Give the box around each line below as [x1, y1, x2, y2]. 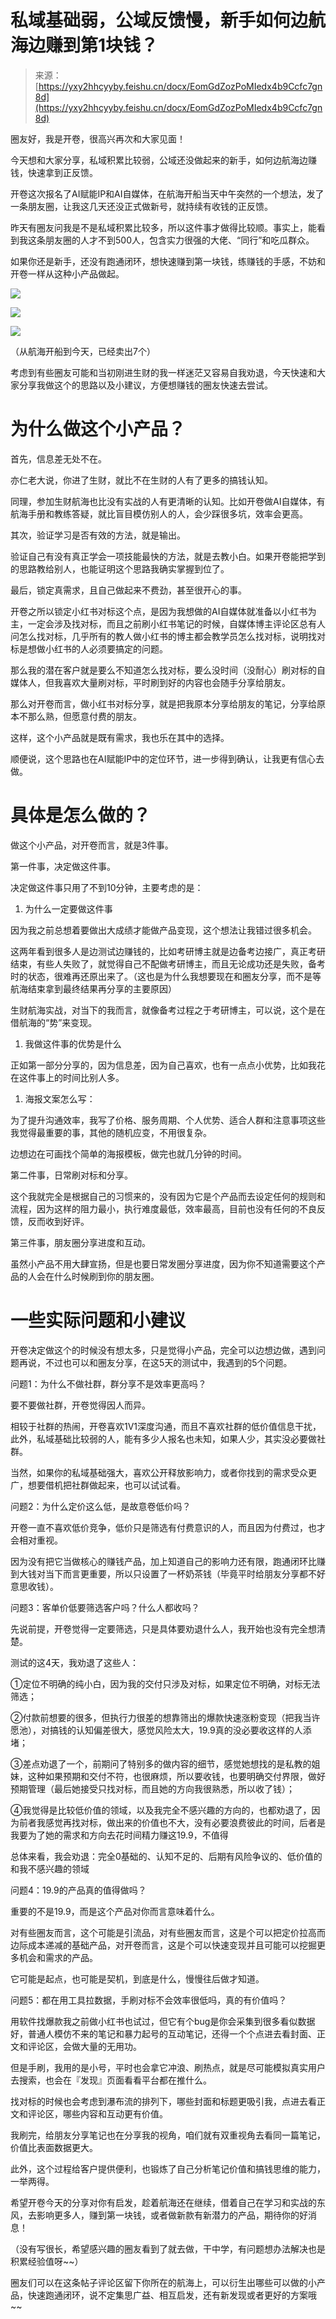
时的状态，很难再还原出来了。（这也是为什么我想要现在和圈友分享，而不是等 [10, 970, 322, 982]
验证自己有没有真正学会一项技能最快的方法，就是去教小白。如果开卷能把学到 [10, 550, 326, 562]
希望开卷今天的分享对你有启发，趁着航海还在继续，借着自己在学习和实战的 [10, 2196, 317, 2208]
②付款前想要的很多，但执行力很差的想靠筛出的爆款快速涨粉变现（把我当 [10, 1711, 312, 1723]
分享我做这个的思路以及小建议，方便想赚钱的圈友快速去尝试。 [18, 379, 273, 391]
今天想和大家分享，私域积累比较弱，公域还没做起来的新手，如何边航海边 [10, 154, 308, 166]
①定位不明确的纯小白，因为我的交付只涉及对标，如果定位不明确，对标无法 [10, 1677, 321, 1690]
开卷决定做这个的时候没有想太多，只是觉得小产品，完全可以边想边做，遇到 [10, 1344, 317, 1356]
